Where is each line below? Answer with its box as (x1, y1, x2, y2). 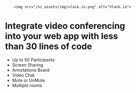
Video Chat (12, 72, 35, 78)
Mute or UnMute (12, 77, 45, 83)
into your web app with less (5, 31, 118, 42)
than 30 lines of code (5, 41, 92, 52)
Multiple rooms (12, 82, 42, 88)
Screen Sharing (12, 62, 44, 67)
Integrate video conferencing (5, 21, 125, 31)
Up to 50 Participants (12, 57, 55, 63)
